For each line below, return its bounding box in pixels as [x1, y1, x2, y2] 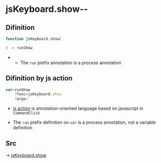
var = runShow [5, 87, 30, 92]
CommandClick [12, 111, 40, 116]
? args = [14, 96, 28, 101]
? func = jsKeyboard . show [14, 92, 62, 97]
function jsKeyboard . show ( [5, 36, 62, 41]
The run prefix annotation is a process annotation [20, 60, 121, 66]
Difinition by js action [5, 74, 73, 82]
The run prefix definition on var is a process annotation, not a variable [12, 119, 156, 125]
